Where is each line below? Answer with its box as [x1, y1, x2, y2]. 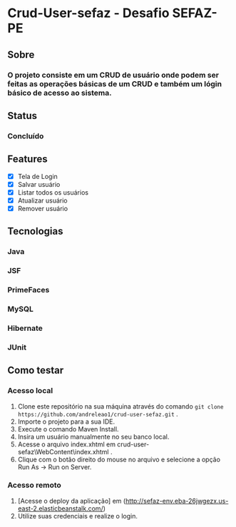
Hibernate [7, 323, 43, 333]
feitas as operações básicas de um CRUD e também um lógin [7, 78, 222, 88]
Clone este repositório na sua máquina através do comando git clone [17, 401, 224, 411]
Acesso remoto [7, 480, 62, 490]
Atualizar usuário [17, 196, 68, 205]
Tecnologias [7, 225, 63, 237]
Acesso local [7, 386, 53, 396]
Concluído [7, 131, 44, 140]
